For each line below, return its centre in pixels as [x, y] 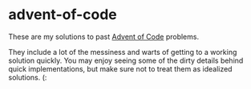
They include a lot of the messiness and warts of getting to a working [123, 52]
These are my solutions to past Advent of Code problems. [103, 37]
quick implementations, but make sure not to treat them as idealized [120, 68]
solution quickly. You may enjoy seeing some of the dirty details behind [126, 60]
